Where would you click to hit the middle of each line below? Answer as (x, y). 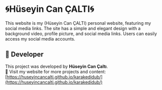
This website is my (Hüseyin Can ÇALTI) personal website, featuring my (78, 23)
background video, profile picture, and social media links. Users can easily (81, 34)
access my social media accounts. (40, 39)
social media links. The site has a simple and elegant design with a (73, 28)
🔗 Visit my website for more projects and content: (55, 71)
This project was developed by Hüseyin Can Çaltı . (56, 66)
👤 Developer (24, 55)
